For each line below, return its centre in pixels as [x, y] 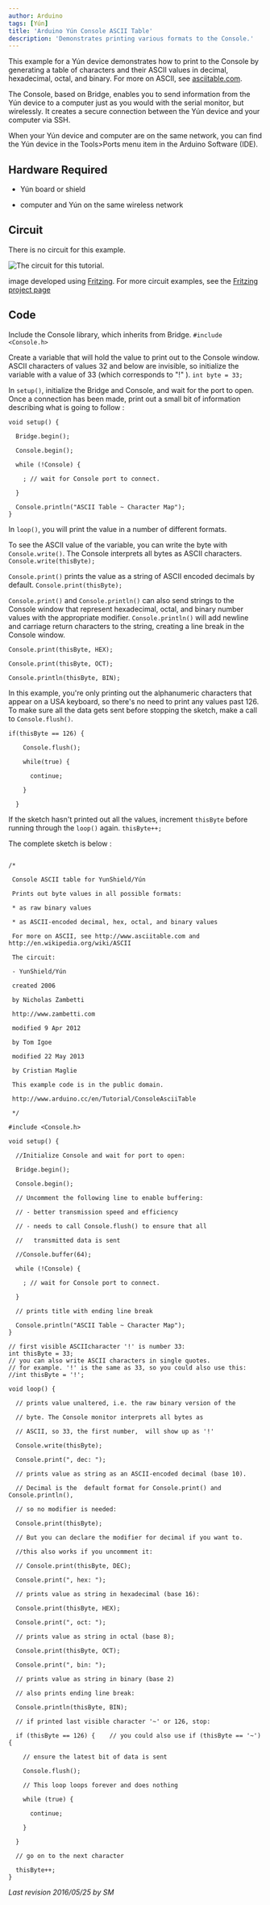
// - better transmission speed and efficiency [97, 1212]
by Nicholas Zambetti [48, 999]
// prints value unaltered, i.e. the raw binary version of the [126, 1403]
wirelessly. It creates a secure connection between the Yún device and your [134, 112]
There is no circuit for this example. [67, 249]
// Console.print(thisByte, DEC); [73, 1565]
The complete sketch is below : [60, 843]
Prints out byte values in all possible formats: [97, 893]
